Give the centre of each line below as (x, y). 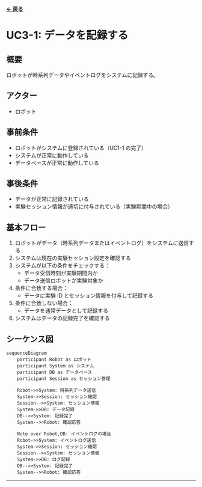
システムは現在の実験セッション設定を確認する (73, 258)
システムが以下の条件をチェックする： (62, 266)
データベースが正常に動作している (57, 163)
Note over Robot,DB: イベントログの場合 (64, 434)
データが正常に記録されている (52, 199)
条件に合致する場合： (41, 288)
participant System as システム (56, 366)
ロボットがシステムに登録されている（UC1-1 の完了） (81, 148)
